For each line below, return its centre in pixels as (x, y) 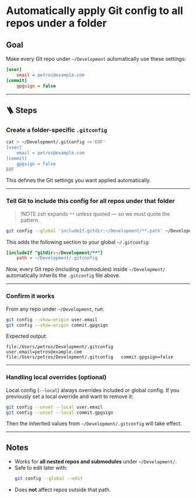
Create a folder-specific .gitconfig (57, 130)
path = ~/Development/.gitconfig (57, 258)
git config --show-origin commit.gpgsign (57, 325)
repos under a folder (56, 23)
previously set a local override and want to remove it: (70, 396)
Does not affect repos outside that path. (62, 490)
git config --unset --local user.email (55, 407)
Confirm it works (30, 296)
